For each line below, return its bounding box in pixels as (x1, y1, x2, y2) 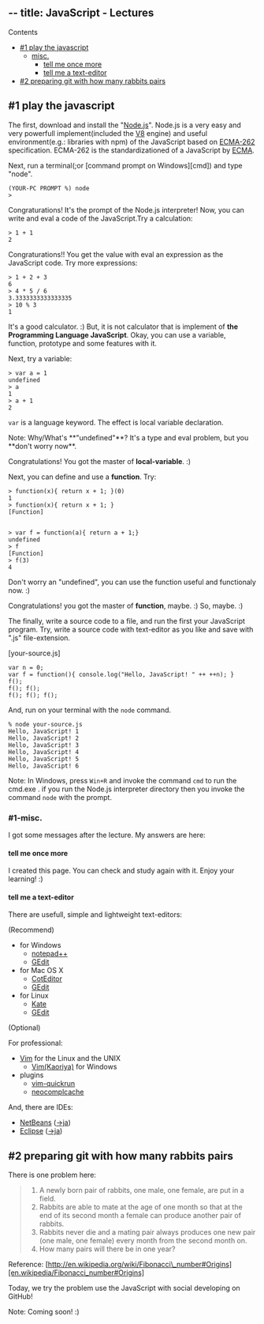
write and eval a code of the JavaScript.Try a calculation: (8, 213, 193, 223)
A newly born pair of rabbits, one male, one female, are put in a (39, 1186, 244, 1195)
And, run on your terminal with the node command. (8, 705, 172, 715)
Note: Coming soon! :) (8, 1307, 80, 1317)
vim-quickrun (31, 1079, 76, 1088)
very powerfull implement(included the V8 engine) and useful (8, 128, 207, 138)
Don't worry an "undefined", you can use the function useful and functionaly (8, 577, 256, 587)
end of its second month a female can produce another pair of (39, 1211, 242, 1220)
